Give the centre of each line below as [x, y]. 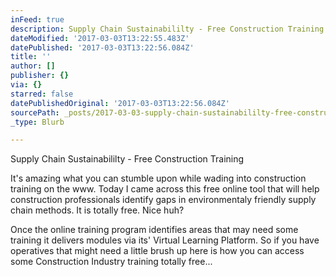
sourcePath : [35, 112]
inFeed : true [37, 19]
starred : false [42, 94]
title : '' [31, 57]
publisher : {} [40, 76]
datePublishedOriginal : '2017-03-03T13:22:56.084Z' [120, 103]
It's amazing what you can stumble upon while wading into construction [158, 178]
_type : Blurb [37, 122]
